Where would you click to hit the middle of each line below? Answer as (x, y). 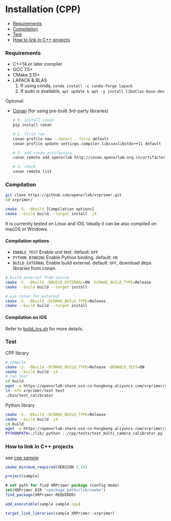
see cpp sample (22, 458)
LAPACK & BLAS (30, 81)
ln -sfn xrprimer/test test (35, 391)
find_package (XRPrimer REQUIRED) (41, 495)
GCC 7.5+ (23, 69)
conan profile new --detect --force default (61, 139)
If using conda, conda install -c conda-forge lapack (76, 86)
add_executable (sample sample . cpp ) (43, 504)
